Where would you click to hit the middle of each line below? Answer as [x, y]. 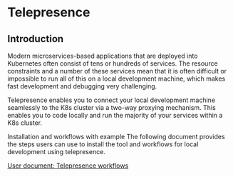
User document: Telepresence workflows [68, 166]
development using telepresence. [56, 152]
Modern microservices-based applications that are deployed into [103, 56]
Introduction [36, 39]
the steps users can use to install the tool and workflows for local [103, 144]
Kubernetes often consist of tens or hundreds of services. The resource [113, 64]
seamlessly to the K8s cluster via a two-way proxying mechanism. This [112, 107]
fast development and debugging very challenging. [82, 86]
